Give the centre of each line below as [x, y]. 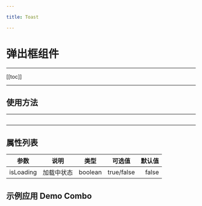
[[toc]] [14, 76]
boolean [90, 172]
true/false [121, 172]
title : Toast [23, 17]
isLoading [23, 172]
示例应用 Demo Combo [49, 196]
